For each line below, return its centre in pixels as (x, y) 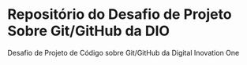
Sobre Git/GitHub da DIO (89, 31)
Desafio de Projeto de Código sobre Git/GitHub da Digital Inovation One (123, 52)
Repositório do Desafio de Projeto (120, 14)
